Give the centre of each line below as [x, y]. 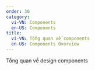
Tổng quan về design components [47, 60]
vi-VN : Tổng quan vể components [51, 38]
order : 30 [18, 11]
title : [14, 33]
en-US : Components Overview [45, 44]
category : [18, 17]
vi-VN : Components [34, 22]
